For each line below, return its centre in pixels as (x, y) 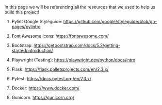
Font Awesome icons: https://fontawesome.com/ (60, 36)
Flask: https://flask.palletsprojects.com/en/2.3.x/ (60, 69)
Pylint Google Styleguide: (37, 22)
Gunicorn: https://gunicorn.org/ (43, 97)
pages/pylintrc (26, 27)
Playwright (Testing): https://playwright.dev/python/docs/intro (73, 60)
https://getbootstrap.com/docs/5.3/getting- (77, 45)
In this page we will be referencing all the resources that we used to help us (80, 7)
